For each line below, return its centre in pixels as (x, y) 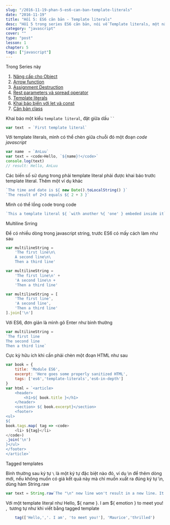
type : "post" (19, 38)
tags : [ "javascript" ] (29, 52)
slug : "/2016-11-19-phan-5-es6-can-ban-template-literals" (69, 10)
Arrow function (29, 82)
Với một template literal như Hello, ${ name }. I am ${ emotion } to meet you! (84, 503)
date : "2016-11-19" (26, 15)
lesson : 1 (16, 43)
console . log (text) (25, 161)
